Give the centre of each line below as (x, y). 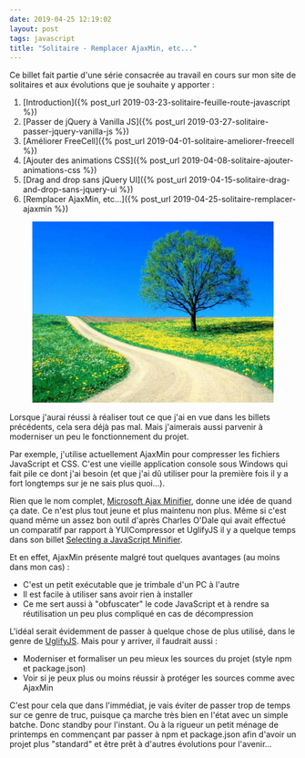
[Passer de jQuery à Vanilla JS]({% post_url (104, 122)
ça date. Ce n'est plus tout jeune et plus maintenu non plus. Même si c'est (148, 511)
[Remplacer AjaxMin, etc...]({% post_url (97, 200)
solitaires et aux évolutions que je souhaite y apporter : (112, 85)
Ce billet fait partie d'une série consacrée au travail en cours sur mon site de (153, 75)
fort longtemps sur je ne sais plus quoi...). (87, 484)
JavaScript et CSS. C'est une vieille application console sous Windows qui (149, 464)
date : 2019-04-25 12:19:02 (61, 19)
